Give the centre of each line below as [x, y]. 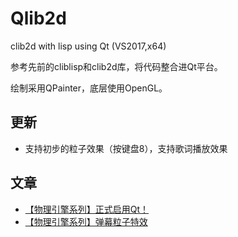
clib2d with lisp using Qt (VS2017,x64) [88, 46]
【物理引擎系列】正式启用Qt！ [87, 209]
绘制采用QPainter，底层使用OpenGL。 [89, 88]
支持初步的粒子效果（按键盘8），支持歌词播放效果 [126, 148]
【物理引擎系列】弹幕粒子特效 [86, 221]
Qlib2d [38, 18]
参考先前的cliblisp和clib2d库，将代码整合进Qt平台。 [116, 66]
